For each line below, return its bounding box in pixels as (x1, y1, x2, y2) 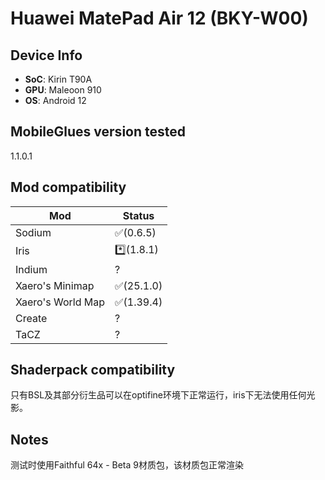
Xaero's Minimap (15, 278, 95, 292)
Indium (15, 262, 48, 276)
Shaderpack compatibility (10, 362, 176, 379)
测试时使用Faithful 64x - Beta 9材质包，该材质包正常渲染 (10, 459, 244, 471)
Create (15, 311, 48, 325)
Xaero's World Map (15, 295, 105, 309)
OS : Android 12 (24, 95, 87, 106)
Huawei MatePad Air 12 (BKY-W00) (10, 7, 309, 30)
